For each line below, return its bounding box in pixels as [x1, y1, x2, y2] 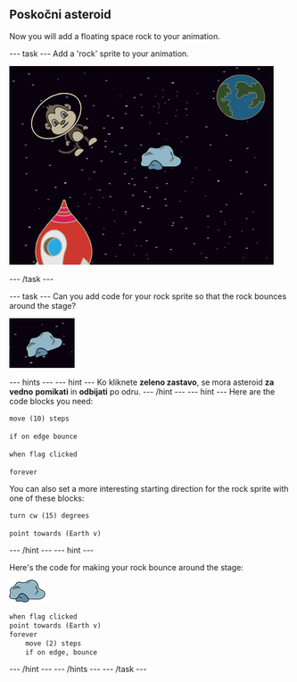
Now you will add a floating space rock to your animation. [9, 30, 221, 41]
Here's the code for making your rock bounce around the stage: [9, 561, 243, 572]
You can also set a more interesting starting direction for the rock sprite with [9, 483, 289, 494]
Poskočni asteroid [9, 7, 111, 22]
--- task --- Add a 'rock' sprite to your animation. [9, 48, 189, 59]
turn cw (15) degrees [9, 511, 90, 520]
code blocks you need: [9, 395, 94, 406]
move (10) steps [9, 414, 70, 423]
